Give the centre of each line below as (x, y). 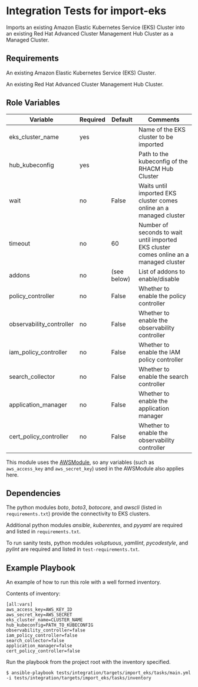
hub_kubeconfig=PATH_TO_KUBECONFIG (50, 625)
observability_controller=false (46, 630)
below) (121, 279)
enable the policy (162, 296)
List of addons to (162, 272)
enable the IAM (159, 352)
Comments (164, 120)
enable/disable (159, 279)
